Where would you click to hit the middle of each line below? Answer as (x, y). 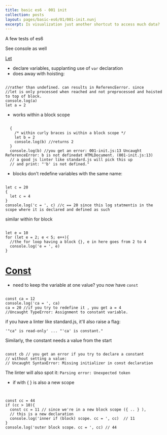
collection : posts (25, 15)
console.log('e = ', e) (35, 247)
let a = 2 (16, 105)
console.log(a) (21, 101)
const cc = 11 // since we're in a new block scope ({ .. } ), (78, 410)
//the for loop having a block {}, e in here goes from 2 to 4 (78, 242)
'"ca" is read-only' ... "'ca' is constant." (54, 331)
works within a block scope (41, 115)
